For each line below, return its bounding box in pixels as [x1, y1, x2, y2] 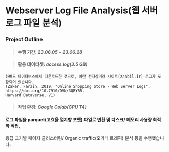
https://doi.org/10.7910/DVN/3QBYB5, [5, 88, 85, 93]
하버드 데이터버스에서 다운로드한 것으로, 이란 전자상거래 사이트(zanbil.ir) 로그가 [5, 74, 156, 79]
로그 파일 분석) [5, 17, 62, 29]
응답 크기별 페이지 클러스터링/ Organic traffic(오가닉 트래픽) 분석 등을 [5, 135, 143, 141]
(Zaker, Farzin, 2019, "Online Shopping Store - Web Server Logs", [5, 84, 151, 89]
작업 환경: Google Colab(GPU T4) [17, 104, 87, 110]
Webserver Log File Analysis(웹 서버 [5, 5, 158, 16]
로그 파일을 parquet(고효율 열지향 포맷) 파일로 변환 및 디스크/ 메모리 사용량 [5, 117, 152, 123]
